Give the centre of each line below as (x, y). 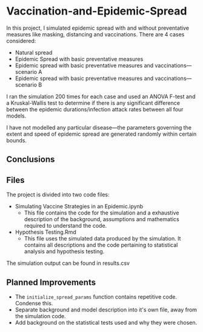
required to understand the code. (65, 226)
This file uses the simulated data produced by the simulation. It (102, 239)
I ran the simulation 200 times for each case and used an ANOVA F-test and (101, 96)
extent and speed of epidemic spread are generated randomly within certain (101, 134)
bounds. (17, 140)
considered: (21, 41)
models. (16, 116)
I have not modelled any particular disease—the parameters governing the (99, 127)
